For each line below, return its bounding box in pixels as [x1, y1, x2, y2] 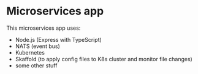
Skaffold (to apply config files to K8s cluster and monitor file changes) [15, 55, 193, 62]
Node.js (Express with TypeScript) [15, 36, 102, 43]
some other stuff [15, 62, 58, 69]
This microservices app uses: [6, 24, 81, 32]
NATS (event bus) [15, 42, 60, 50]
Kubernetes [15, 49, 45, 56]
